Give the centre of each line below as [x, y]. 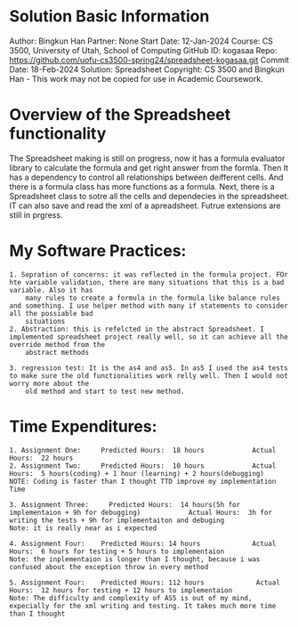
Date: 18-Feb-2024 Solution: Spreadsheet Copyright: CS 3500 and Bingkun [147, 69]
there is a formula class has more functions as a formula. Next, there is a [142, 186]
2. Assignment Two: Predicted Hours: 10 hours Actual [143, 466]
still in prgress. [36, 214]
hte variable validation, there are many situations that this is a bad [147, 282]
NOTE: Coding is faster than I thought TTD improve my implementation [143, 481]
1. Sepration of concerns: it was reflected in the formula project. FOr [149, 274]
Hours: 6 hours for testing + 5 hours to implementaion [117, 551]
